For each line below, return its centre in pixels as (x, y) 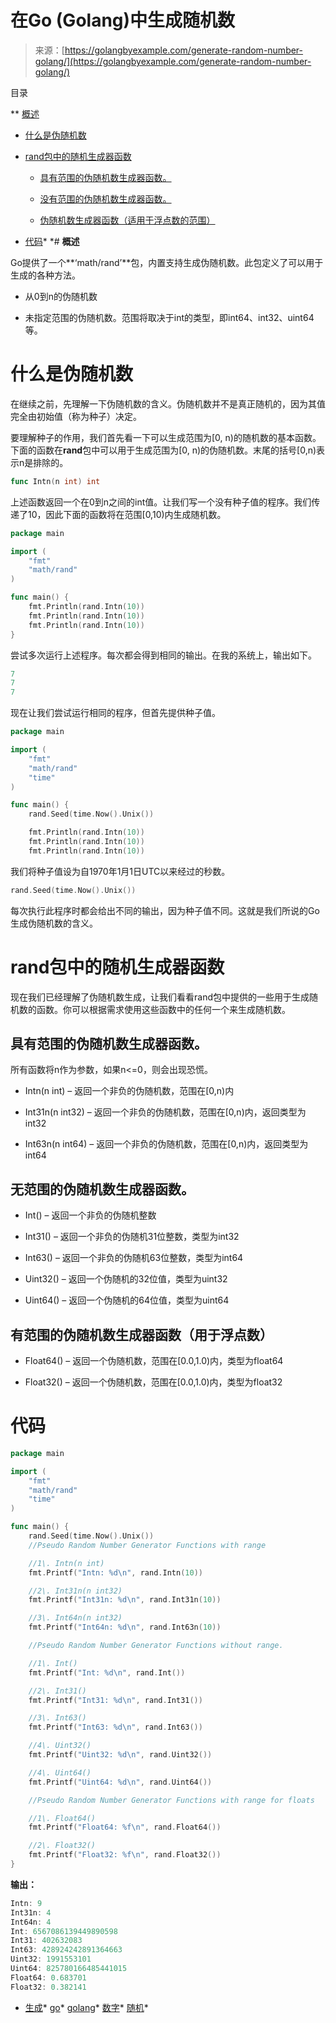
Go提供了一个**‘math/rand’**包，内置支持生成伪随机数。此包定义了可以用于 (167, 262)
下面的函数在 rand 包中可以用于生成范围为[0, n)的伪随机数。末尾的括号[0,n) (163, 450)
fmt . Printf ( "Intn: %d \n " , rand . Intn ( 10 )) (115, 1572)
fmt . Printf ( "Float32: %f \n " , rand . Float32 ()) (125, 1855)
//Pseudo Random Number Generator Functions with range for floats (171, 1800)
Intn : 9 (26, 1903)
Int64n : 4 (31, 1922)
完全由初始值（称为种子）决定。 (76, 416)
